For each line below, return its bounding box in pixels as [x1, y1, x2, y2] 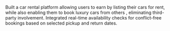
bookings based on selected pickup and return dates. [5, 20, 118, 26]
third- [152, 9, 164, 15]
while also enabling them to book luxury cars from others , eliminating [5, 9, 152, 15]
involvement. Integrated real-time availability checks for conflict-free [17, 15, 162, 20]
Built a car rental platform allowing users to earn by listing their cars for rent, [5, 4, 165, 10]
